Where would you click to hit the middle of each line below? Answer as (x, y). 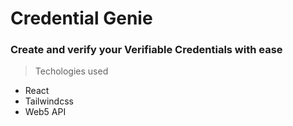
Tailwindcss (49, 101)
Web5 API (45, 112)
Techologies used (71, 71)
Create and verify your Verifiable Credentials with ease (146, 50)
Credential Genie (81, 18)
